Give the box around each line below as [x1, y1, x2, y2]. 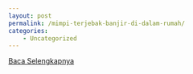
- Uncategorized [23, 34, 78, 43]
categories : [8, 27, 48, 35]
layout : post [8, 11, 52, 20]
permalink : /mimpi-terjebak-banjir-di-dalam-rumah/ [8, 19, 185, 27]
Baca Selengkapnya [8, 56, 75, 66]
